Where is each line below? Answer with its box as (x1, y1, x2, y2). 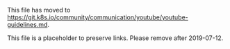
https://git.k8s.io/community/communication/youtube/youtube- (7, 13, 189, 21)
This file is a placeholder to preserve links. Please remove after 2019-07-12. (7, 34, 224, 42)
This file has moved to (7, 6, 71, 14)
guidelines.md (7, 21, 48, 28)
